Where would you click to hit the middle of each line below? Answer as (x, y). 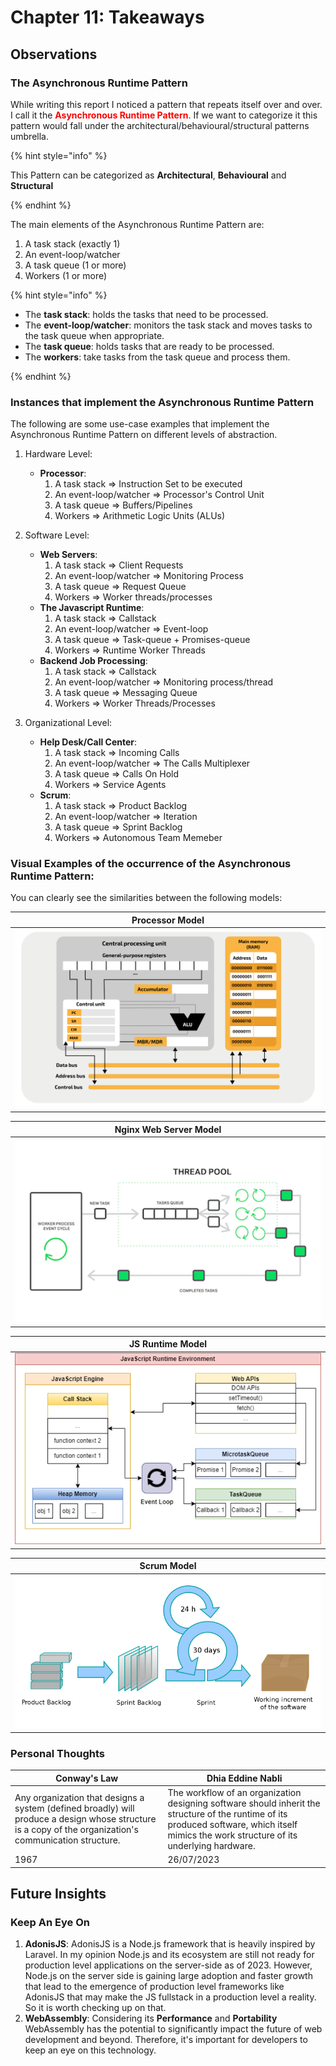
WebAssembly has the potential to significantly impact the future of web (173, 2029)
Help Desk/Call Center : (88, 742)
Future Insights (58, 1893)
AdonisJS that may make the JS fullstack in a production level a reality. (170, 1997)
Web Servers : (68, 555)
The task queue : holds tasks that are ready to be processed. (149, 346)
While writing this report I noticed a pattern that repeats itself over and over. (166, 104)
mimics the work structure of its (232, 1835)
